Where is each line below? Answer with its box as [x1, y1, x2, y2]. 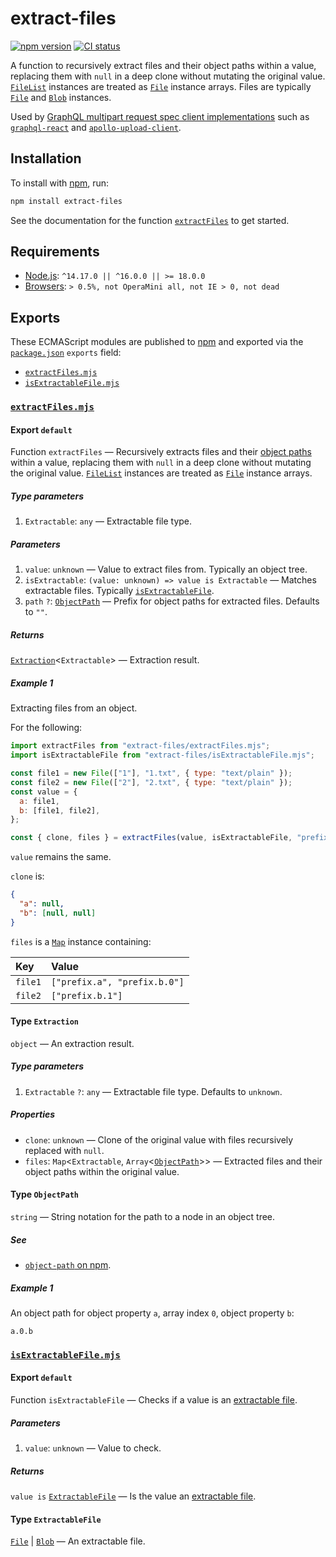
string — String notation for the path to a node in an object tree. [10, 1210, 276, 1222]
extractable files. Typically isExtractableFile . [24, 585, 215, 597]
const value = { [10, 787, 78, 797]
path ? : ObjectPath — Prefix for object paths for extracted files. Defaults [24, 595, 320, 607]
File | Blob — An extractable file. [10, 1535, 146, 1547]
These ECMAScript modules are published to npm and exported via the [10, 336, 304, 348]
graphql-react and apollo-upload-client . [10, 121, 182, 133]
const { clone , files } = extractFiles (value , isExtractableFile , [10, 833, 293, 843]
